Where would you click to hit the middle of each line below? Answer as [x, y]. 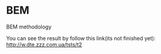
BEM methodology [29, 27]
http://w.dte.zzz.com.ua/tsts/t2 [44, 45]
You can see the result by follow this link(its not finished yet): [81, 38]
